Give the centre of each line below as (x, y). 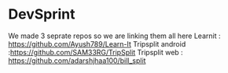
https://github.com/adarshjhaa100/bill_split (77, 61)
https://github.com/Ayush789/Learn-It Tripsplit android (97, 43)
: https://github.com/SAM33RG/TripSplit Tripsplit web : (96, 52)
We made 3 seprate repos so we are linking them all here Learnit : (114, 36)
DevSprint (42, 14)
